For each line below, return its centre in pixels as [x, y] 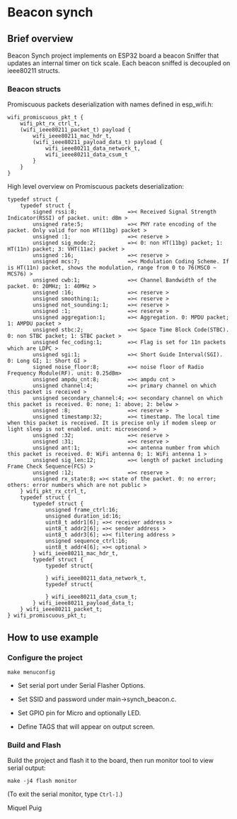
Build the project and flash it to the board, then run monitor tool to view [110, 761]
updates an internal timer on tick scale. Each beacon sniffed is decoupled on [119, 63]
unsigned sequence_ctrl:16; [87, 541]
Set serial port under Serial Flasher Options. [81, 685]
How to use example [53, 637]
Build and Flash [34, 744]
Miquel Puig [25, 808]
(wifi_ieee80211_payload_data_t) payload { [98, 143]
